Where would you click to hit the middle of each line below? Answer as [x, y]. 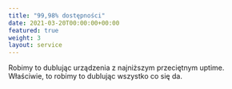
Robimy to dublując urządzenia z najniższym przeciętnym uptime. [116, 68]
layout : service [35, 45]
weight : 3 [25, 38]
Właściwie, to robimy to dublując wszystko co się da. [95, 76]
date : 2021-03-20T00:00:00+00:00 [64, 23]
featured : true [34, 30]
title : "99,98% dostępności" [57, 15]
